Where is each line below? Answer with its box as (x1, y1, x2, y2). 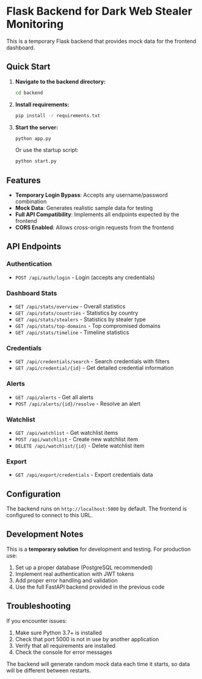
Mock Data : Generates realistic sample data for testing (15, 205, 153, 212)
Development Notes (6, 529, 84, 540)
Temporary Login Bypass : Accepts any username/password (15, 191, 168, 199)
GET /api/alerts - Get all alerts (15, 393, 93, 401)
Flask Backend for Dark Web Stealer (6, 4, 192, 18)
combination (15, 198, 47, 205)
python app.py (15, 136, 51, 142)
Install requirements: (15, 101, 70, 108)
